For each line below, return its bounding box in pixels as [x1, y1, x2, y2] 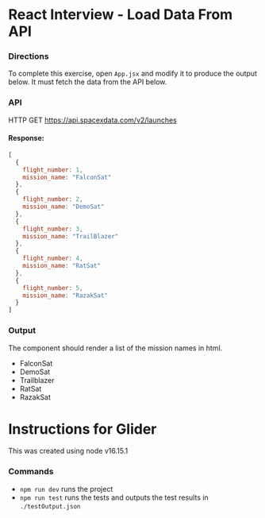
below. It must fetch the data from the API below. [8, 77, 167, 87]
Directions [8, 51, 49, 62]
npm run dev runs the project [19, 484, 113, 493]
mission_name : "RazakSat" [22, 292, 109, 300]
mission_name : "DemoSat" [22, 203, 105, 211]
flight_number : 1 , [22, 165, 83, 174]
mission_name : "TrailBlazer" [22, 232, 119, 240]
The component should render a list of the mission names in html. [8, 343, 223, 353]
